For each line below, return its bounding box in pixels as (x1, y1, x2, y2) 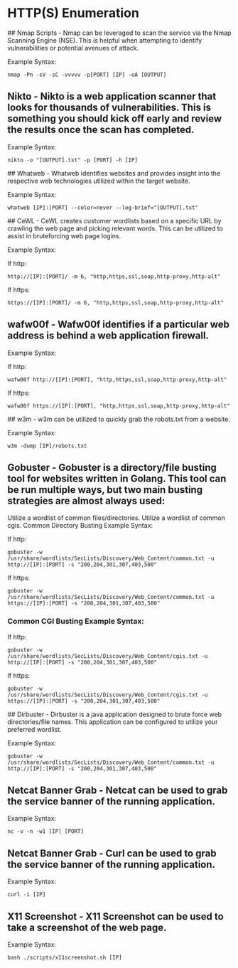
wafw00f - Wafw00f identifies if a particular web (7, 319, 229, 331)
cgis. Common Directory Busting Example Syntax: (7, 521, 153, 530)
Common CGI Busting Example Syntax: (7, 617, 144, 627)
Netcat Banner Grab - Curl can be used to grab (7, 847, 217, 859)
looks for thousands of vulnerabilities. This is (7, 102, 212, 114)
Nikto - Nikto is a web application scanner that (7, 90, 217, 102)
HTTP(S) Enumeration (7, 5, 140, 21)
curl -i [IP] (7, 891, 46, 898)
